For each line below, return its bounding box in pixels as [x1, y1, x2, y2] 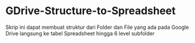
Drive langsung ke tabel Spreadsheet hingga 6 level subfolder [5, 29, 155, 37]
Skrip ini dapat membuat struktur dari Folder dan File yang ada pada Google [5, 24, 189, 31]
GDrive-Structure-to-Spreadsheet [5, 4, 176, 18]
